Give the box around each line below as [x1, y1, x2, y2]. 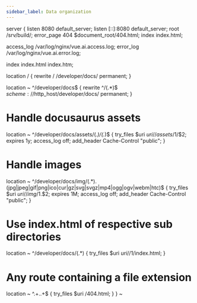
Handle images [6, 158, 82, 171]
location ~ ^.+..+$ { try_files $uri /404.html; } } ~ [6, 290, 123, 298]
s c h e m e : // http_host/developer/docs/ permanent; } [6, 90, 132, 97]
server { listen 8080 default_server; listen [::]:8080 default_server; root [6, 25, 179, 32]
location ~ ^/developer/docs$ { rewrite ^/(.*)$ [6, 84, 118, 91]
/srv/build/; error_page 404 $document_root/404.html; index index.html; [6, 31, 183, 39]
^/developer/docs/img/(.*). [31, 177, 97, 185]
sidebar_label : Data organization [6, 8, 92, 15]
